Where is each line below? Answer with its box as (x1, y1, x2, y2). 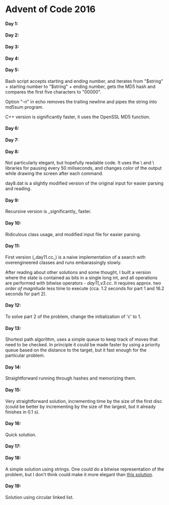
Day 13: (5, 325, 21, 331)
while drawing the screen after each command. (5, 170, 103, 176)
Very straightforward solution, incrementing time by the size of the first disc (5, 398, 162, 404)
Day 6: (5, 125, 19, 131)
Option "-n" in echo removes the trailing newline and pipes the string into (5, 99, 157, 105)
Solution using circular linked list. (5, 494, 74, 500)
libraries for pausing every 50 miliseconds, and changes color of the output (5, 165, 162, 171)
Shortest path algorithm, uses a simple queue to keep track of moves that (5, 336, 158, 342)
